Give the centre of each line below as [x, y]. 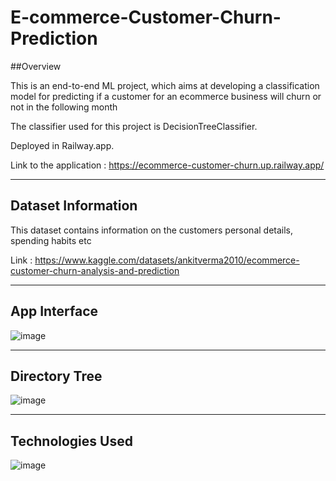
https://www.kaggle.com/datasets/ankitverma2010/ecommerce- [167, 260]
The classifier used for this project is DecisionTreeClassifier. [134, 126]
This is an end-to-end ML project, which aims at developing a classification [165, 85]
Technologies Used [71, 441]
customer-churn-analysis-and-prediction [95, 270]
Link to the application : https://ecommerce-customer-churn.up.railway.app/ [167, 165]
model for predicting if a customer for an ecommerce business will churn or [166, 96]
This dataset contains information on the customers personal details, [152, 230]
